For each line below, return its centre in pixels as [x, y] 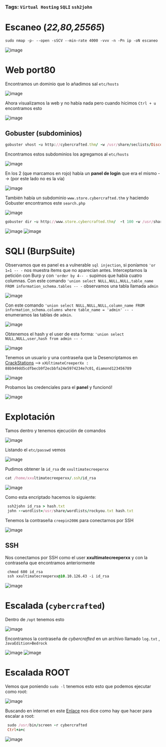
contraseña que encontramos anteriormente [50, 563]
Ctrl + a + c [16, 730]
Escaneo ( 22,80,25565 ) [55, 27]
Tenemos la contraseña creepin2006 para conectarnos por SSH [69, 520]
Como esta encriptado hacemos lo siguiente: [51, 497]
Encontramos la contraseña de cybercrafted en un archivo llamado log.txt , [83, 639]
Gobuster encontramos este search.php [45, 203]
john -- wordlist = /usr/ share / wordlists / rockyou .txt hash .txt [70, 511]
